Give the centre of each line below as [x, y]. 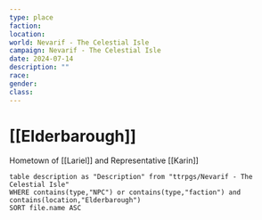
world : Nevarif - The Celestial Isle [79, 42]
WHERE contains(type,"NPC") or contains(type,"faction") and [125, 192]
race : [19, 76]
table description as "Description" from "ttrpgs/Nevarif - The [131, 177]
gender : [24, 84]
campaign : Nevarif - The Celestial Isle [86, 51]
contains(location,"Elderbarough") [75, 200]
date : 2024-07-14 [41, 59]
